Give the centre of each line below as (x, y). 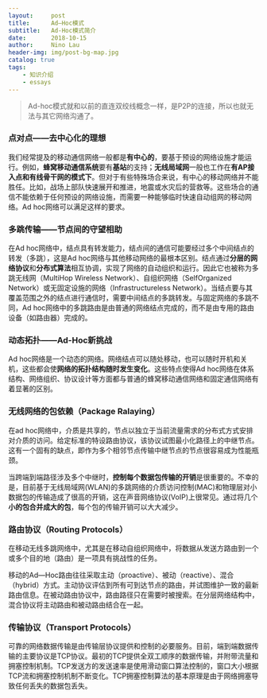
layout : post (37, 16)
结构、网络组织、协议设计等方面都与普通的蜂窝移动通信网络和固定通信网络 (130, 379)
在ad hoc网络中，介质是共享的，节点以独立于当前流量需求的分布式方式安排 (131, 430)
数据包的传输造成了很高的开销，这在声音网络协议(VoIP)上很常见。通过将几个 (133, 497)
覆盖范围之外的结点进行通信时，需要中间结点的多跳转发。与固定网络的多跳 (130, 298)
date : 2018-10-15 (48, 38)
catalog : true (32, 60)
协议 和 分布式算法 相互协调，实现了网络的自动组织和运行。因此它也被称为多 (137, 268)
